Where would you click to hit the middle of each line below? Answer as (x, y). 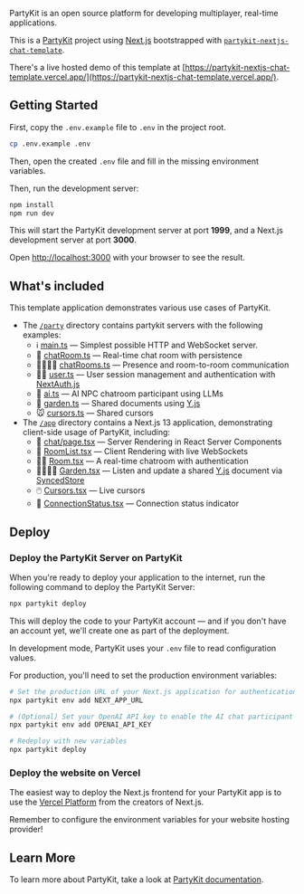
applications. (33, 23)
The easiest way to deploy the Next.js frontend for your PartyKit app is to (146, 793)
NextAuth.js (58, 385)
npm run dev (32, 213)
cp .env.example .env (50, 144)
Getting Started (54, 105)
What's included (57, 285)
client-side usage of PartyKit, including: (96, 433)
